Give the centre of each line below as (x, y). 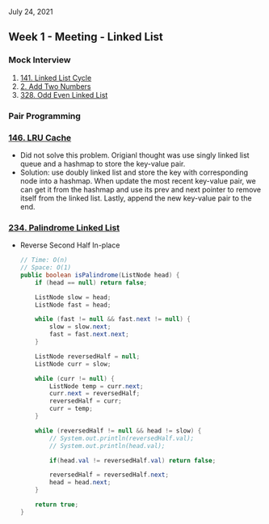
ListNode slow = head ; (73, 297)
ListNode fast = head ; (73, 305)
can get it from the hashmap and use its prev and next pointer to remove (141, 189)
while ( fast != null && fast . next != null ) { (113, 319)
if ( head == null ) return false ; (91, 282)
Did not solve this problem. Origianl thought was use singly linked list (134, 155)
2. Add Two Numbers (55, 86)
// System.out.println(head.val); (107, 446)
